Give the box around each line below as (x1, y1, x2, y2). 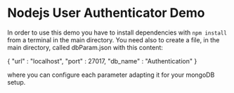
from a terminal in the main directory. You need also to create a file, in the (7, 35, 220, 44)
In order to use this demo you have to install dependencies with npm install (7, 28, 227, 37)
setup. (7, 77, 26, 86)
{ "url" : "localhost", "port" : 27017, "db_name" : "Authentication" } (7, 56, 197, 65)
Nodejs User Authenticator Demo (7, 5, 205, 21)
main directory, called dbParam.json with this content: (7, 43, 164, 51)
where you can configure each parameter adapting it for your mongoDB (7, 70, 215, 79)
